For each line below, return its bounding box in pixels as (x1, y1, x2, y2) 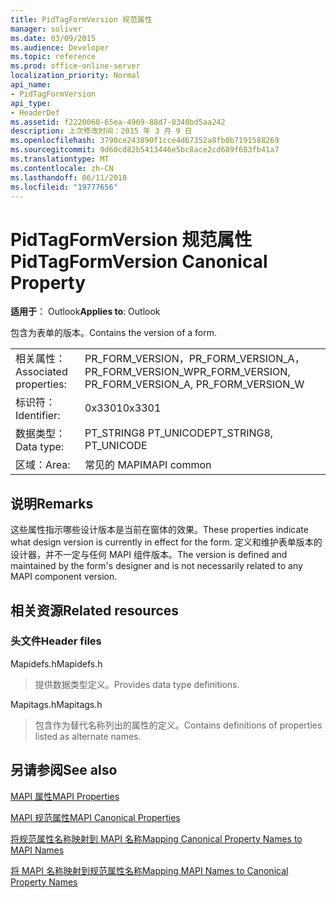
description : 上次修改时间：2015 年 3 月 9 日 (10, 126, 193, 136)
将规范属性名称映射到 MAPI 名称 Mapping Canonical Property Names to (10, 832, 303, 845)
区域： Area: (15, 458, 71, 472)
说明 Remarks (10, 495, 94, 512)
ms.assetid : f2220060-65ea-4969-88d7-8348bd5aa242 (10, 117, 226, 127)
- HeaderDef (10, 107, 60, 118)
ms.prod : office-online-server (10, 61, 141, 71)
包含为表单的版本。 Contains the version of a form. (10, 327, 218, 339)
